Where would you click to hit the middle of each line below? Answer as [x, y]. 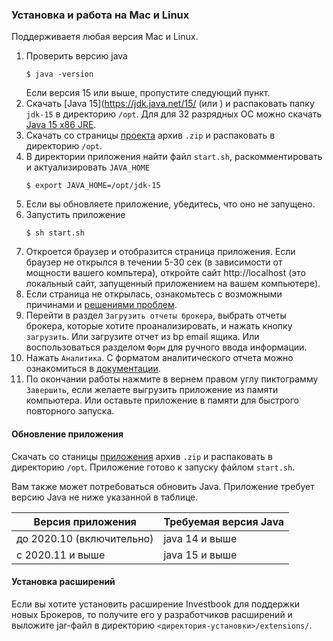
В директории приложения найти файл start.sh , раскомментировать [174, 157]
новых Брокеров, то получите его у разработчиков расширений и [152, 614]
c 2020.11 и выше [61, 555]
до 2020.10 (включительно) [85, 538]
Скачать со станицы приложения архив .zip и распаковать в [142, 456]
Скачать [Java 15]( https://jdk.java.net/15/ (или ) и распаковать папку [170, 104]
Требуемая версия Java [224, 521]
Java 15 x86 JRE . [61, 125]
